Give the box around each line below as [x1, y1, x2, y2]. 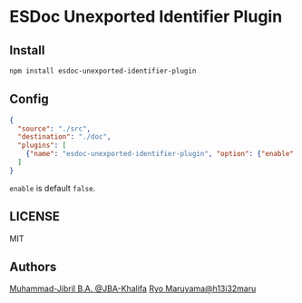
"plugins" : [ [17, 141, 67, 151]
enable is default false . [9, 182, 96, 193]
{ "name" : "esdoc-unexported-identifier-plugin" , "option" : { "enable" [25, 150, 295, 159]
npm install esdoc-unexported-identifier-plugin [9, 66, 197, 75]
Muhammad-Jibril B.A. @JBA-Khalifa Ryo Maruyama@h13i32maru [9, 283, 257, 294]
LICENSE [9, 209, 61, 224]
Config [9, 92, 49, 107]
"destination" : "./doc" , [17, 132, 112, 142]
